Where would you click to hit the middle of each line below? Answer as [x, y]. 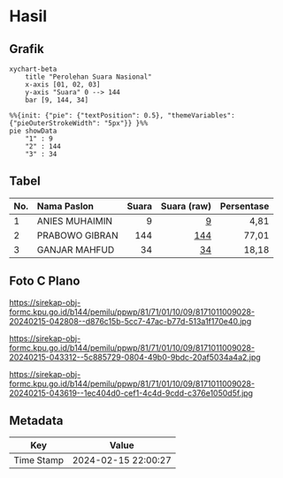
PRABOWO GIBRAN [77, 235]
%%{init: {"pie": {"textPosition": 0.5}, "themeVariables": [122, 116]
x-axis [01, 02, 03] [63, 85]
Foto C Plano [45, 281]
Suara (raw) [186, 206]
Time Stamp [39, 460]
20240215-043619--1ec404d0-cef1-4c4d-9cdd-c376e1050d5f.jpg [131, 393]
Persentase [245, 206]
